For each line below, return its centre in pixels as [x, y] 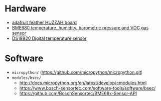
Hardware [25, 9]
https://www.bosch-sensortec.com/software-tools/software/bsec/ [87, 88]
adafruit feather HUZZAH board [44, 22]
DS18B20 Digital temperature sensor [49, 38]
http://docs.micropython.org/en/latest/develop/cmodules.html [83, 83]
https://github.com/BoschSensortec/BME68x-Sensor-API [78, 93]
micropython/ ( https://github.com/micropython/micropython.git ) [77, 72]
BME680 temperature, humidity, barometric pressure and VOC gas [80, 27]
